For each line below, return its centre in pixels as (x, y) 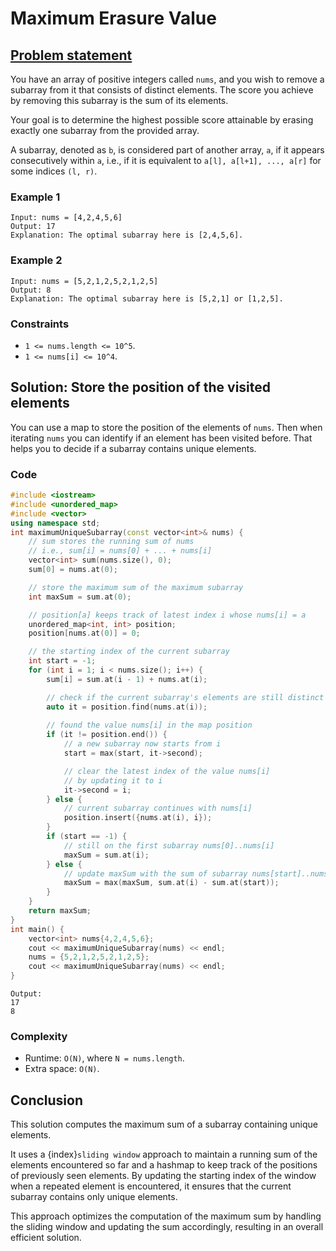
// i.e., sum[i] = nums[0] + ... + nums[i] (120, 551)
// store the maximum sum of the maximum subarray (136, 587)
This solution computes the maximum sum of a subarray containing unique (164, 1124)
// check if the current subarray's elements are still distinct (185, 697)
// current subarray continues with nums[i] (158, 808)
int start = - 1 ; (62, 661)
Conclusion (47, 1100)
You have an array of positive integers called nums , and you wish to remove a (167, 79)
